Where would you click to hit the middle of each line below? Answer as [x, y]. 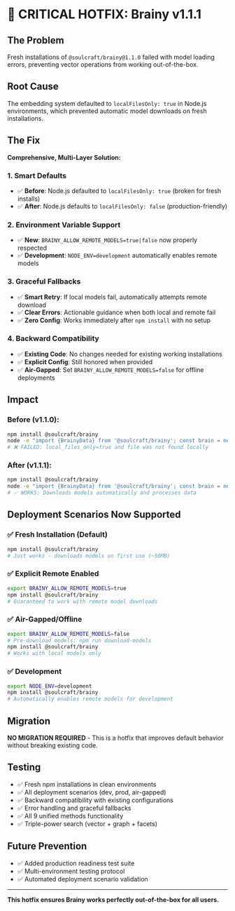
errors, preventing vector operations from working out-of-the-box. [103, 65]
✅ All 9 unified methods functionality [70, 816]
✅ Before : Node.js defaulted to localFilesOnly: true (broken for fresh [119, 191]
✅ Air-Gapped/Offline [45, 619]
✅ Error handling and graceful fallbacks [74, 808]
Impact [23, 400]
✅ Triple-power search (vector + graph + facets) [87, 823]
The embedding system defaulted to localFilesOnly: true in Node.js [107, 103]
